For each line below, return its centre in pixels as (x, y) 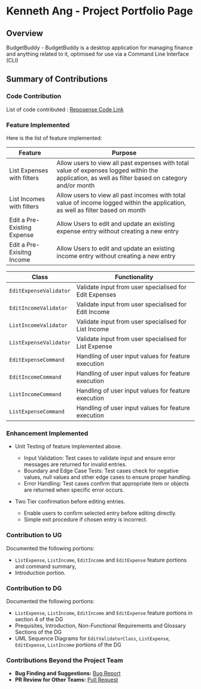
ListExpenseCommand (37, 411)
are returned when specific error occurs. (74, 490)
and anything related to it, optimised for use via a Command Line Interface (98, 54)
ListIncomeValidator (38, 325)
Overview (25, 33)
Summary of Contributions (57, 79)
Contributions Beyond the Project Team (65, 660)
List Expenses (29, 170)
